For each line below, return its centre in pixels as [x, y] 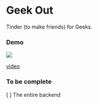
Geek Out [30, 10]
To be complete [29, 82]
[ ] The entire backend [33, 94]
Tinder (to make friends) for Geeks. [49, 27]
